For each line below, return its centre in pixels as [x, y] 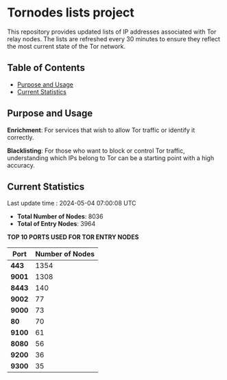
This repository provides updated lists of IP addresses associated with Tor [112, 32]
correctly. [21, 137]
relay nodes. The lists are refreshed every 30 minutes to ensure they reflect [114, 38]
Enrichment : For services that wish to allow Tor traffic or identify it [101, 130]
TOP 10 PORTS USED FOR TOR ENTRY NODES [73, 237]
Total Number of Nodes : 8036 [60, 216]
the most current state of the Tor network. [66, 46]
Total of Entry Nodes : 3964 [56, 224]
